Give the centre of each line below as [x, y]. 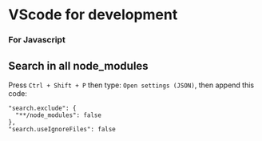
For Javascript [37, 40]
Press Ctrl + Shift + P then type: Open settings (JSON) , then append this [131, 85]
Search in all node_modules [79, 66]
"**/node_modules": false [59, 115]
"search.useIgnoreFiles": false [62, 129]
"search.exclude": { [43, 108]
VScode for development [93, 15]
